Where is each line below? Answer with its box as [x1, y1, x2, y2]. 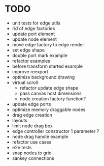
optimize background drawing [12, 74, 75, 80]
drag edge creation [12, 112, 53, 118]
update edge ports [12, 101, 51, 107]
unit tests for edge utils [12, 20, 60, 26]
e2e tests [12, 144, 32, 150]
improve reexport [12, 68, 49, 74]
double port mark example [12, 52, 68, 59]
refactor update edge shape [19, 85, 79, 91]
